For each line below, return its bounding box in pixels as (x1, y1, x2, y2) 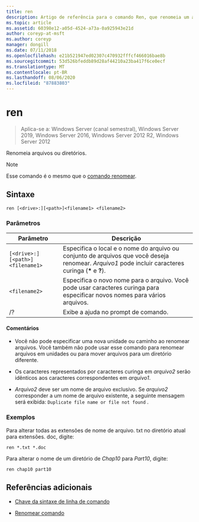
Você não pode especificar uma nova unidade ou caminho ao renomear (14, 338, 190, 345)
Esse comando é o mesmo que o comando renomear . (6, 172, 137, 180)
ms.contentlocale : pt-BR (6, 69, 68, 75)
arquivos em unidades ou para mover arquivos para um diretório (14, 350, 172, 357)
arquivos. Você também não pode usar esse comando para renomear (14, 344, 185, 351)
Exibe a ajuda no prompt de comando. (63, 308, 169, 316)
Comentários (6, 324, 40, 332)
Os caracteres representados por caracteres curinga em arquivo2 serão (14, 368, 191, 375)
